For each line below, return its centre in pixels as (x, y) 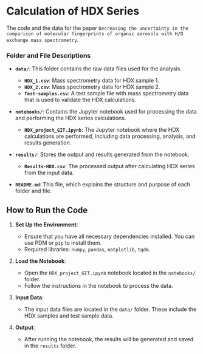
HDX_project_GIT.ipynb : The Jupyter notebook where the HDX (102, 130)
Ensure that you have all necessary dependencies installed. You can (109, 237)
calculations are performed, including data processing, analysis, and (110, 136)
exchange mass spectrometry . (43, 39)
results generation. (48, 143)
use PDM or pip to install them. (63, 243)
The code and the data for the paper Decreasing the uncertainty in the (98, 28)
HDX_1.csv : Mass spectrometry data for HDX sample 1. (91, 81)
